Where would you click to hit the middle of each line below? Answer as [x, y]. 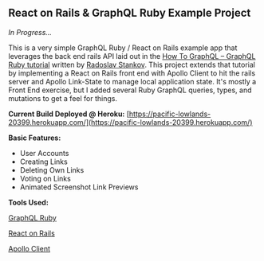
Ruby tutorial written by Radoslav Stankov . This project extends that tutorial [132, 64]
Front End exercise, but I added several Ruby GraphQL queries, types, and [130, 90]
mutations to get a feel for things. [63, 98]
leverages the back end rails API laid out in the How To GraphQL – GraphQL [132, 56]
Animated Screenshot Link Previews [79, 187]
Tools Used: [29, 202]
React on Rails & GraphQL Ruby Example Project [130, 13]
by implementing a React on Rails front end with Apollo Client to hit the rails [132, 73]
